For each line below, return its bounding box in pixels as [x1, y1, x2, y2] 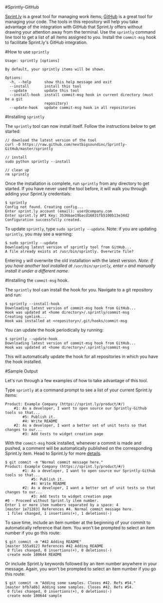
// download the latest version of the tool [5, 138, 97, 143]
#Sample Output [5, 368, 38, 374]
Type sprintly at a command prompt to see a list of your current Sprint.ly [5, 387, 152, 393]
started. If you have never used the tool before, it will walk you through [5, 186, 147, 192]
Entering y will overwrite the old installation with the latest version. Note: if [5, 258, 153, 263]
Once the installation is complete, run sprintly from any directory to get [5, 180, 149, 186]
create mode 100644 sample [7, 593, 62, 598]
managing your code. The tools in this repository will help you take [5, 19, 139, 24]
